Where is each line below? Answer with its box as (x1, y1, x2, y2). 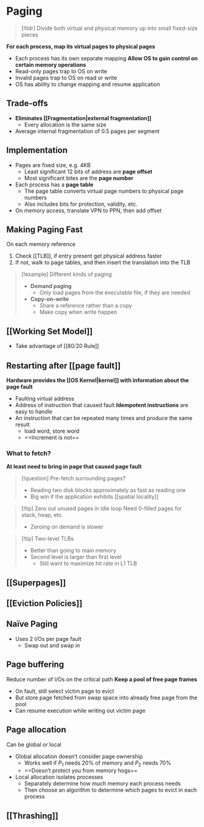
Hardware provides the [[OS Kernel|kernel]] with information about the (6, 377, 189, 384)
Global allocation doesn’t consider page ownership (15, 753, 143, 760)
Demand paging (30, 283, 72, 290)
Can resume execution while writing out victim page (15, 707, 146, 714)
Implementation (6, 145, 68, 156)
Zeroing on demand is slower (30, 523, 104, 530)
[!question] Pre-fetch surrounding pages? (21, 475, 126, 482)
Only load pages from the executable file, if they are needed (39, 289, 191, 297)
